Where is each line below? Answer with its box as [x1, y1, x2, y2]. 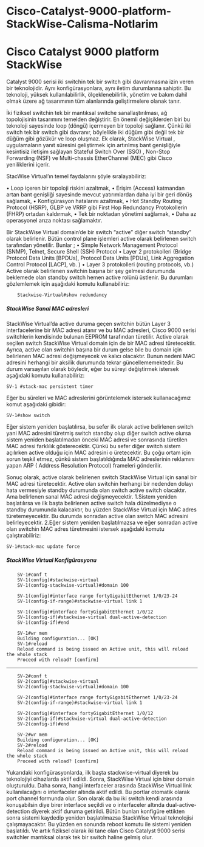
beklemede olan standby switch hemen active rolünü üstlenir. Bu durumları [6, 274, 193, 281]
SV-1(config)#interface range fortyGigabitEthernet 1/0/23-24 [17, 593, 178, 600]
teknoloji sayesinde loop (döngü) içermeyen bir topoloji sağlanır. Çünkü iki [6, 122, 191, 130]
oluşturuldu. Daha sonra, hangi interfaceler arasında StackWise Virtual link [6, 782, 192, 789]
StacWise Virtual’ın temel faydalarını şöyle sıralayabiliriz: [6, 173, 147, 180]
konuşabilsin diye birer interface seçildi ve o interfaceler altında [6, 801, 165, 809]
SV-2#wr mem [17, 731, 47, 738]
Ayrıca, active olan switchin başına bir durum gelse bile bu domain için [6, 346, 182, 353]
